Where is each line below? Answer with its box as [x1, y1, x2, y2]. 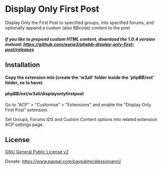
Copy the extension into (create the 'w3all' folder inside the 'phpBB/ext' [5, 74, 155, 80]
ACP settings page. [5, 121, 44, 127]
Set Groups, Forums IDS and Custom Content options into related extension [5, 116, 158, 122]
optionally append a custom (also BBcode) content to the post [5, 24, 130, 30]
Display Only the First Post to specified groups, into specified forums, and [5, 20, 154, 25]
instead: [5, 41, 23, 47]
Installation [5, 60, 40, 69]
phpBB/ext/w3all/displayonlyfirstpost [5, 91, 84, 97]
